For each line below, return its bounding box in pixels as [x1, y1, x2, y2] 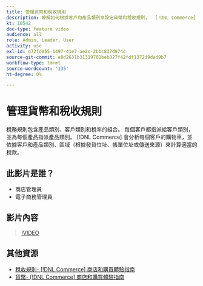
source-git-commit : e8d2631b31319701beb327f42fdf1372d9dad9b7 [6, 54, 167, 60]
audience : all [6, 32, 42, 38]
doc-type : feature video [6, 26, 69, 32]
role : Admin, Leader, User [6, 37, 75, 43]
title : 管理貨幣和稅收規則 [6, 9, 67, 15]
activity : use [6, 43, 42, 49]
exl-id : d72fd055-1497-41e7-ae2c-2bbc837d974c [6, 49, 126, 55]
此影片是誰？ [6, 168, 55, 178]
